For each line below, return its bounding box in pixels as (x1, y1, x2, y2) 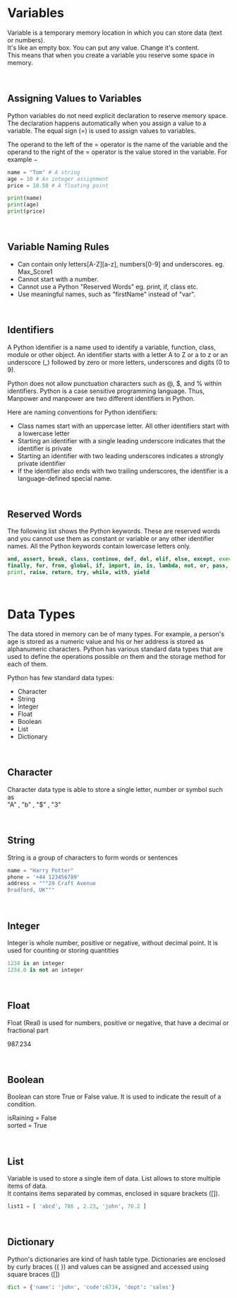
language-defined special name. (17, 474, 112, 482)
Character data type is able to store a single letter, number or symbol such (7, 785, 224, 793)
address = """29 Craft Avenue (7, 880, 97, 887)
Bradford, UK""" (7, 887, 55, 894)
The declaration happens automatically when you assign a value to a (7, 119, 207, 127)
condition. (7, 1100, 37, 1109)
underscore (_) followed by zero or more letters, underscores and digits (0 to (7, 358, 230, 366)
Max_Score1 (17, 267, 53, 276)
